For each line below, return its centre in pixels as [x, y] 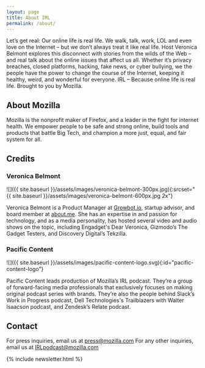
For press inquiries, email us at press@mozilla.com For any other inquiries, [100, 341]
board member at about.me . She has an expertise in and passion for [92, 214]
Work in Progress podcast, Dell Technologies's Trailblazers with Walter [95, 300]
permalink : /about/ [31, 23]
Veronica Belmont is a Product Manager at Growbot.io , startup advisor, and [101, 207]
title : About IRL [28, 18]
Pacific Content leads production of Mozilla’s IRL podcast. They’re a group [99, 281]
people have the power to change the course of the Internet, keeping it [95, 73]
